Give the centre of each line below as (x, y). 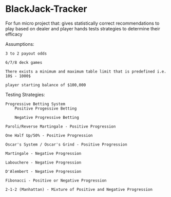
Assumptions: (20, 44)
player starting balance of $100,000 (46, 85)
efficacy (14, 34)
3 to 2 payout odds (26, 53)
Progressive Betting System (35, 104)
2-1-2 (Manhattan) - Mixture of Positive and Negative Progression (79, 189)
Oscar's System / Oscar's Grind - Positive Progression (66, 145)
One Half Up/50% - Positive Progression (49, 135)
